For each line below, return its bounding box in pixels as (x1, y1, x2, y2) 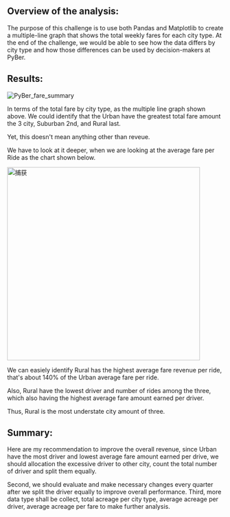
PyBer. (7, 53, 26, 61)
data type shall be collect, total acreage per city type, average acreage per (7, 495, 218, 503)
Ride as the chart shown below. (7, 153, 96, 161)
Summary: (7, 427, 53, 439)
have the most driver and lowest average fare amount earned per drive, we (7, 452, 219, 461)
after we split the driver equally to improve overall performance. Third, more (7, 488, 222, 496)
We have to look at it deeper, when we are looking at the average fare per (7, 146, 215, 154)
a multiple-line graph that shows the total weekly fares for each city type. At (7, 31, 222, 39)
